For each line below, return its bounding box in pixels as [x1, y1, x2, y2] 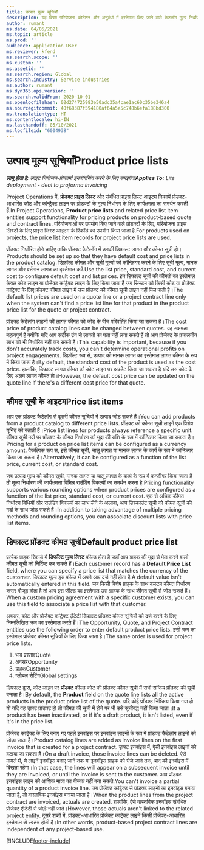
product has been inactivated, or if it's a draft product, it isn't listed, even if [6, 711, 193, 719]
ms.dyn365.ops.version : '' [6, 88, 75, 94]
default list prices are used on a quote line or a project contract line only [6, 293, 186, 300]
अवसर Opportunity [15, 658, 58, 665]
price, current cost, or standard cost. [6, 460, 98, 467]
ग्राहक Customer [15, 664, 50, 672]
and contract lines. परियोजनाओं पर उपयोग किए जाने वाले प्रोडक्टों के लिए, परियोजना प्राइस [6, 220, 187, 227]
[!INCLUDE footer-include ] [6, 837, 71, 845]
